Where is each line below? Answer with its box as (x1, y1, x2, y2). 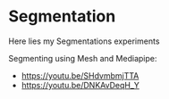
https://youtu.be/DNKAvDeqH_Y (21, 79, 140, 90)
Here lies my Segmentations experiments (8, 36, 160, 46)
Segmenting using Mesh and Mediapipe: (8, 53, 157, 63)
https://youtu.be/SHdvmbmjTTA (21, 70, 139, 81)
